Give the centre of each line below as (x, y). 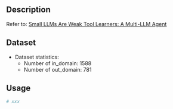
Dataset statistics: (37, 57)
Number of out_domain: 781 (58, 69)
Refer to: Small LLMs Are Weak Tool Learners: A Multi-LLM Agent (86, 24)
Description (28, 10)
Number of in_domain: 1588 (58, 63)
